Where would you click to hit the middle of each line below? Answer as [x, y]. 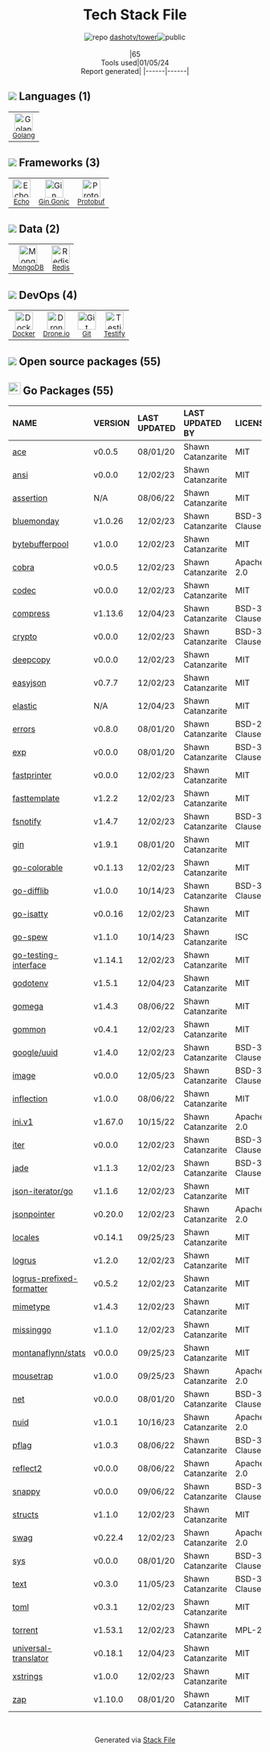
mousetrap [33, 1376]
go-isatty [30, 914]
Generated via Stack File [135, 1740]
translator [31, 1659]
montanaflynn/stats [49, 1353]
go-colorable [37, 868]
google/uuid [35, 1053]
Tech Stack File [135, 15]
